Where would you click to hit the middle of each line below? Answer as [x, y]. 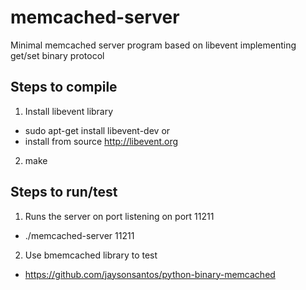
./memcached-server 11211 [79, 235]
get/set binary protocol [57, 55]
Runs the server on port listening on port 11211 [119, 216]
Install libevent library [69, 111]
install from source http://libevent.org [101, 141]
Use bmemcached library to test [91, 255]
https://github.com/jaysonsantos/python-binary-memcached [150, 274]
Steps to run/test [64, 192]
